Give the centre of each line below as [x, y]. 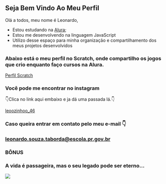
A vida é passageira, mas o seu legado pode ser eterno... [75, 166]
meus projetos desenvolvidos [42, 45]
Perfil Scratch [19, 75]
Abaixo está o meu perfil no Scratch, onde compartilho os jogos [83, 58]
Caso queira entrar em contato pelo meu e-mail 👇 [66, 124]
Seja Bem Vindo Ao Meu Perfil [52, 8]
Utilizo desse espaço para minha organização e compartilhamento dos [84, 40]
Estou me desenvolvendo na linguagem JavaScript [64, 35]
